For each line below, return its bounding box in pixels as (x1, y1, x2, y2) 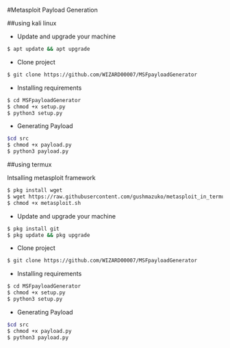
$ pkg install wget (7, 187, 63, 194)
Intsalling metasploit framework (7, 174, 96, 182)
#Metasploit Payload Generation (7, 6, 98, 14)
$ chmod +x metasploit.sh (7, 199, 81, 206)
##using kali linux (7, 19, 57, 27)
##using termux (7, 160, 52, 169)
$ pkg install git (7, 225, 60, 232)
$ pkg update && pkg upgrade (7, 232, 90, 238)
